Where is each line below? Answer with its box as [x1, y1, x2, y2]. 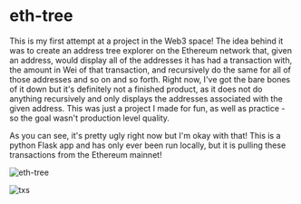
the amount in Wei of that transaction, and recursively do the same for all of [9, 64, 292, 75]
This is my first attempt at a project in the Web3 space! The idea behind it [9, 35, 284, 46]
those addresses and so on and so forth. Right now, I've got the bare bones [9, 73, 291, 84]
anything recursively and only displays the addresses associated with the [9, 92, 283, 104]
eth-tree [9, 5, 73, 26]
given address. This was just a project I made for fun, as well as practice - [9, 102, 286, 113]
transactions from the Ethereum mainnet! [9, 149, 162, 160]
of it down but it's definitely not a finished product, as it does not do [9, 83, 263, 94]
